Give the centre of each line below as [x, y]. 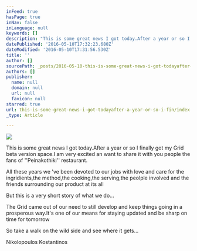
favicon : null [28, 99]
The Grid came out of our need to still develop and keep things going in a [94, 207]
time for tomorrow [28, 219]
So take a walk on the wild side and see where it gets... [72, 231]
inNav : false [22, 22]
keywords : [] [22, 33]
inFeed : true [22, 11]
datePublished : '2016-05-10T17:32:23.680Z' [60, 45]
